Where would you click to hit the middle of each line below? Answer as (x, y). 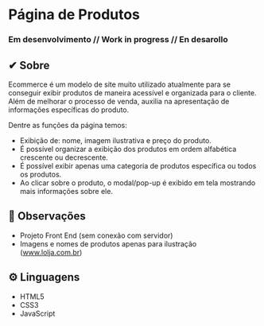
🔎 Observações (47, 216)
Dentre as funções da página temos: (68, 125)
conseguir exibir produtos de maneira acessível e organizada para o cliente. (132, 92)
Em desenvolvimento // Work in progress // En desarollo (118, 40)
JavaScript (37, 313)
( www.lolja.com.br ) (51, 252)
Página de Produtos (74, 15)
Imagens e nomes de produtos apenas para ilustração (108, 243)
